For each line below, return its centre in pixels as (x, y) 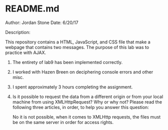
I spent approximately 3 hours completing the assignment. (72, 87)
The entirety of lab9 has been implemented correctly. (67, 62)
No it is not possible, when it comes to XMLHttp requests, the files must (87, 117)
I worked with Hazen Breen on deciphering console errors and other (83, 72)
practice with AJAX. (26, 52)
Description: (18, 32)
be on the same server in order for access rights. (63, 122)
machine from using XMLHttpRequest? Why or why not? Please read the (87, 102)
